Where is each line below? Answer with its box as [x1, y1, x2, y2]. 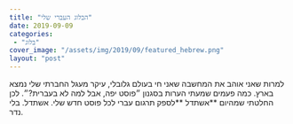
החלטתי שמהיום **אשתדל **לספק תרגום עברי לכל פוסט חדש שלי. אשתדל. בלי [9, 97, 273, 107]
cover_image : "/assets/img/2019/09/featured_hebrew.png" [9, 46, 225, 55]
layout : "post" [9, 54, 66, 63]
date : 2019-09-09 [9, 21, 74, 30]
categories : [9, 29, 53, 38]
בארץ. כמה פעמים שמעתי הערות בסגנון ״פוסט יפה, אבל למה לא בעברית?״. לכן [9, 88, 273, 98]
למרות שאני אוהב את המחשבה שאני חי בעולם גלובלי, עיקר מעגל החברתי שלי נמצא [9, 79, 285, 89]
